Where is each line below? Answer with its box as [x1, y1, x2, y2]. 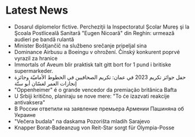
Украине [14, 111, 36, 119]
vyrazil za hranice [14, 55, 57, 62]
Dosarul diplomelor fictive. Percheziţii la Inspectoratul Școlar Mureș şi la [14, 23, 190, 30]
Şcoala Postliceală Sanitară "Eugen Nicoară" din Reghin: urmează [14, 29, 175, 36]
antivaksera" [14, 98, 46, 106]
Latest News [5, 4, 69, 17]
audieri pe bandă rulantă [14, 36, 75, 43]
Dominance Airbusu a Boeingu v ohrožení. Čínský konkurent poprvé [14, 48, 180, 55]
